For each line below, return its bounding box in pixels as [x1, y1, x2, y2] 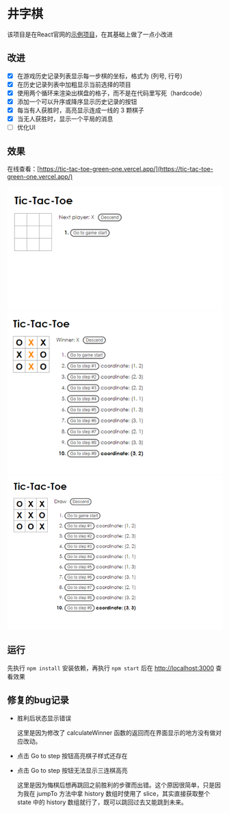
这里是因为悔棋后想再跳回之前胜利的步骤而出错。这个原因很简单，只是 [16, 781, 215, 789]
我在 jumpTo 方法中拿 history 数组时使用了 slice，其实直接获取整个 [23, 789, 211, 797]
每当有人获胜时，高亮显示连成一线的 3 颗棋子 [16, 106, 145, 114]
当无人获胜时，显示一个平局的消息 [16, 114, 113, 123]
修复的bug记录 [7, 694, 70, 706]
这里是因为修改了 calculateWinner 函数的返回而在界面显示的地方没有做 [16, 728, 216, 737]
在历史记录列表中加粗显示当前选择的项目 [16, 80, 131, 88]
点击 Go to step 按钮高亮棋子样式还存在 [16, 751, 128, 760]
